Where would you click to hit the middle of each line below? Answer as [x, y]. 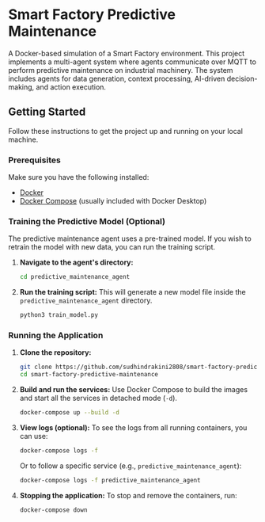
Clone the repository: [55, 352]
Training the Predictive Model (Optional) [87, 221]
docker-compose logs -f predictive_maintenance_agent [110, 480]
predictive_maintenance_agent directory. [86, 301]
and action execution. [71, 87]
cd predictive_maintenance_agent [75, 277]
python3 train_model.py [59, 315]
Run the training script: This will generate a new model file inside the [133, 292]
